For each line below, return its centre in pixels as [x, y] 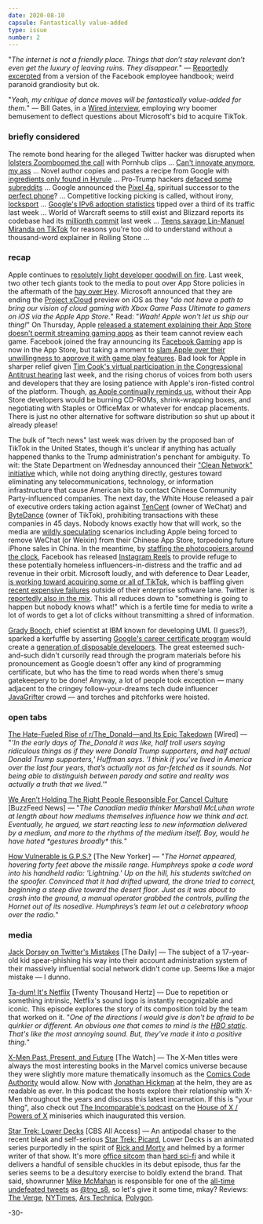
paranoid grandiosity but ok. [54, 85]
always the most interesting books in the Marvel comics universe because [128, 1066]
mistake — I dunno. [39, 977]
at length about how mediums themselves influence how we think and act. [129, 816]
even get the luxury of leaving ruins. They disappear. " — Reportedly [119, 68]
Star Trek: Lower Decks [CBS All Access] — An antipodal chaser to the [122, 1131]
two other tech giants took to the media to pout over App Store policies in [127, 282]
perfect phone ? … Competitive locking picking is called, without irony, [121, 195]
